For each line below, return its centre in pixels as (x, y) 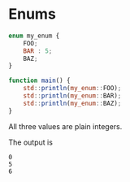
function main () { (39, 81)
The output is (30, 142)
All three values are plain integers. (65, 126)
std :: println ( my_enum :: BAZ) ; (72, 103)
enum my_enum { (34, 36)
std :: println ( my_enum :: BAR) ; (72, 96)
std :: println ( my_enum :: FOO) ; (72, 89)
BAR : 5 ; (38, 51)
